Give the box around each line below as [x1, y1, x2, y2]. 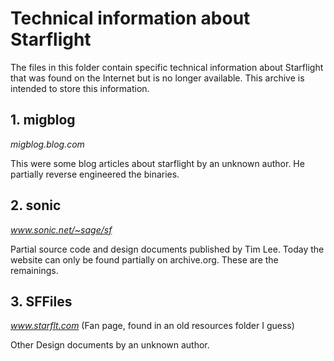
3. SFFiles [10, 293, 73, 310]
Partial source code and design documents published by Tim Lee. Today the [10, 243, 325, 255]
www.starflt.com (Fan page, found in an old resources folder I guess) [10, 320, 295, 332]
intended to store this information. [10, 82, 150, 94]
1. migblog [10, 112, 76, 129]
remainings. [10, 264, 59, 276]
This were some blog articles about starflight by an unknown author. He [10, 157, 305, 169]
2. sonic [10, 197, 62, 214]
